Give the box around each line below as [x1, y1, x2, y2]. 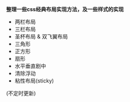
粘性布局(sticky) [14, 77, 54, 84]
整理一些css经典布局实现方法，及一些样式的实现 [6, 6, 124, 12]
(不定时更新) [6, 90, 37, 97]
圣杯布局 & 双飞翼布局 [14, 33, 68, 40]
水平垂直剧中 [14, 62, 46, 70]
